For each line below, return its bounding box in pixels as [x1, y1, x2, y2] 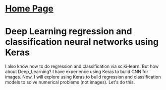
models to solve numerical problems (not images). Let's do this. [5, 79, 135, 85]
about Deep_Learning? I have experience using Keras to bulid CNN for [5, 69, 149, 75]
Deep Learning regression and [5, 26, 132, 37]
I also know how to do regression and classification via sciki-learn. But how [5, 63, 159, 70]
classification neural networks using [5, 36, 159, 48]
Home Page [5, 3, 54, 14]
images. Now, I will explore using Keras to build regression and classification [5, 74, 161, 80]
